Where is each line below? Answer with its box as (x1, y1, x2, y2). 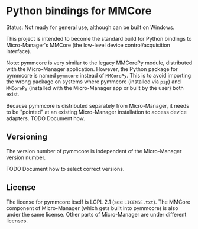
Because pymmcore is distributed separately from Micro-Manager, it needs (6, 102, 189, 109)
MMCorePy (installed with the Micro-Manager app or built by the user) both (6, 84, 184, 91)
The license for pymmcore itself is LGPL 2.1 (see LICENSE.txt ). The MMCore (6, 198, 191, 205)
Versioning (6, 132, 47, 142)
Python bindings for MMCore (6, 4, 152, 18)
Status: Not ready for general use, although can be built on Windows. (6, 24, 175, 31)
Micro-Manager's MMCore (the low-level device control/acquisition (6, 41, 170, 49)
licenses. (6, 217, 28, 224)
